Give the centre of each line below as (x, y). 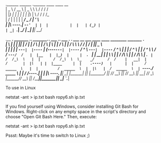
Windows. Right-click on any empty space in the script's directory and (76, 112)
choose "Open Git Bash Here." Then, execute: (51, 117)
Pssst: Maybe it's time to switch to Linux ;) (48, 135)
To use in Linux (21, 88)
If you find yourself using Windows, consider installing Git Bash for (72, 106)
